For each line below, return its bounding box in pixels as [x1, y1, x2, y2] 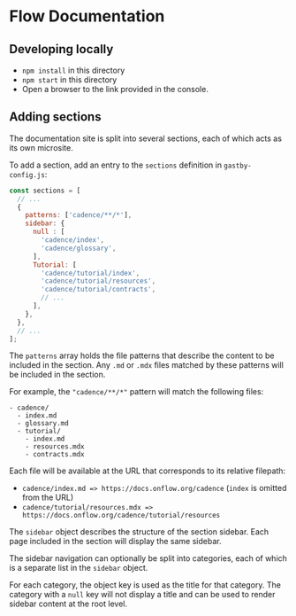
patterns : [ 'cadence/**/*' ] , [25, 211, 133, 220]
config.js [9, 170, 46, 179]
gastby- [224, 161, 252, 170]
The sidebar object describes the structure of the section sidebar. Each [9, 526, 269, 537]
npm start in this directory [21, 74, 118, 85]
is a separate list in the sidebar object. [9, 563, 148, 573]
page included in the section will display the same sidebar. [9, 536, 222, 547]
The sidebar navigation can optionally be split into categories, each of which [9, 553, 287, 564]
